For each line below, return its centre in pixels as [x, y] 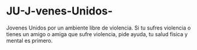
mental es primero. [29, 40]
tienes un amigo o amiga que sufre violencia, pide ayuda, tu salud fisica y [97, 34]
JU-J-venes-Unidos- [59, 11]
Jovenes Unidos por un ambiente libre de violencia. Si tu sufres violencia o [98, 28]
